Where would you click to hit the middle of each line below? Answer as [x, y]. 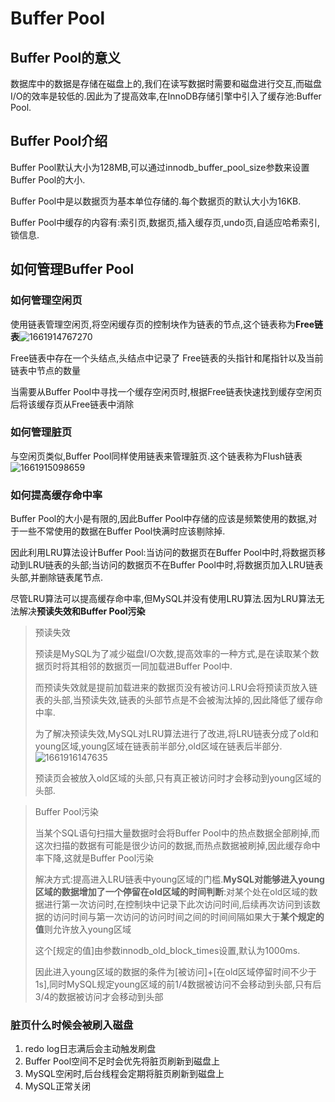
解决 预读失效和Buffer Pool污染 [82, 611]
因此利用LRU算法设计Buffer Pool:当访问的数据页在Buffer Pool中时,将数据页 [163, 553]
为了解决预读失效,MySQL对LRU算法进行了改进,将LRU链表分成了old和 [177, 734]
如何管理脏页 [41, 432]
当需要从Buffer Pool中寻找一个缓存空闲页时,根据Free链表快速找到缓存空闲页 [166, 391]
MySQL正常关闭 [57, 1086]
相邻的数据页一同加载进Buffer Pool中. [155, 666]
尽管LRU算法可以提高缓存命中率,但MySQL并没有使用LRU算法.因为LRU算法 [163, 599]
